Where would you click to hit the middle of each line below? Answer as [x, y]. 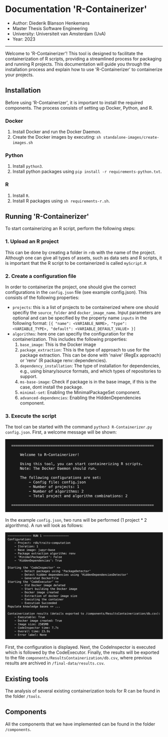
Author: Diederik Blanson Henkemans [51, 23]
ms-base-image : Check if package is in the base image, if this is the [88, 382]
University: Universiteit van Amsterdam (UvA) [59, 34]
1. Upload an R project [32, 241]
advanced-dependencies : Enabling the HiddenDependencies [80, 398]
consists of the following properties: [42, 298]
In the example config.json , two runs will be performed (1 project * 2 [76, 520]
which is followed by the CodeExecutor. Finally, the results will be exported [82, 652]
